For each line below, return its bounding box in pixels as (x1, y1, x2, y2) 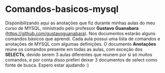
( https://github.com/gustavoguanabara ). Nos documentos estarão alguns (5, 30, 156, 36)
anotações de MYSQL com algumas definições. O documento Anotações (5, 41, 156, 47)
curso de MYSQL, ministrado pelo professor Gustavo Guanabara (5, 25, 139, 31)
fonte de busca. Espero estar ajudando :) (5, 62, 89, 68)
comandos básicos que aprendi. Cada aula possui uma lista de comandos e (5, 36, 161, 42)
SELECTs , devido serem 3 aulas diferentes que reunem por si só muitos (5, 51, 153, 58)
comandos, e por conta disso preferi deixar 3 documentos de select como (5, 57, 158, 63)
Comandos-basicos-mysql (5, 3, 119, 15)
